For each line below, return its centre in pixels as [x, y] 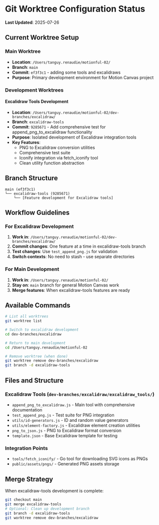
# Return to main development [36, 343]
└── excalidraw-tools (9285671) [37, 193]
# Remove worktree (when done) [36, 356]
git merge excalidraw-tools [33, 504]
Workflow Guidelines [37, 213]
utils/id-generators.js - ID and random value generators [70, 420]
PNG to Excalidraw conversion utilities [57, 147]
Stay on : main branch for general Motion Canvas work [65, 285]
